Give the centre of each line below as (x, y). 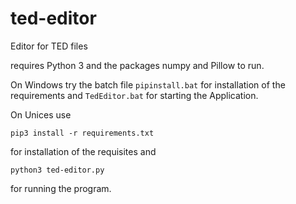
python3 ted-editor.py (57, 170)
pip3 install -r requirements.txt (82, 133)
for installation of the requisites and (83, 151)
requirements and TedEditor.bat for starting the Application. (134, 95)
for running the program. (61, 188)
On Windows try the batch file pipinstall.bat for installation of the (148, 84)
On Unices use (41, 114)
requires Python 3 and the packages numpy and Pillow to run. (137, 65)
